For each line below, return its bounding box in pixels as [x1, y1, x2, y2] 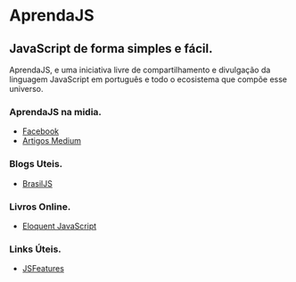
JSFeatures [21, 263, 65, 274]
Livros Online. [9, 200, 71, 212]
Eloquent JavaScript [21, 220, 97, 231]
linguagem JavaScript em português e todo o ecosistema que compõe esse [9, 74, 288, 85]
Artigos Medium [21, 136, 82, 146]
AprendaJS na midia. [9, 105, 103, 118]
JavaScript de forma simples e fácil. [9, 41, 213, 56]
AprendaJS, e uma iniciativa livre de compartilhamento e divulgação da [9, 64, 271, 75]
